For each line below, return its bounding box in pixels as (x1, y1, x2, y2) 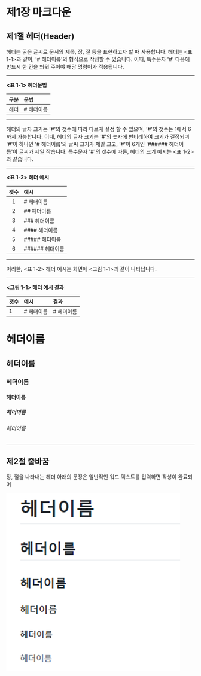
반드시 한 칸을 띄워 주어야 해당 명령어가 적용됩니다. (6, 63, 124, 70)
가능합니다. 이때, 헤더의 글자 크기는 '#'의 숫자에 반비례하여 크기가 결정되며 (17, 133, 190, 141)
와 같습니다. (6, 156, 34, 163)
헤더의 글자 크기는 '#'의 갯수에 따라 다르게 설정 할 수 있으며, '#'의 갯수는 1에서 (6, 126, 187, 133)
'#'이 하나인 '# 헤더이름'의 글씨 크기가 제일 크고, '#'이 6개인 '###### (6, 141, 168, 148)
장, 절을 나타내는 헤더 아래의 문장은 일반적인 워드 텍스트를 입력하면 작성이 (6, 473, 177, 480)
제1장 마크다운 (6, 5, 72, 19)
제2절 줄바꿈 (6, 456, 50, 467)
